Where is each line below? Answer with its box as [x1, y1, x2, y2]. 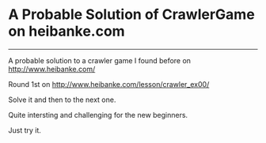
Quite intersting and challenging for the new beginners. [8, 110, 188, 119]
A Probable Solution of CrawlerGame [8, 6, 255, 24]
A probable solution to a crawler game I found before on [8, 55, 192, 65]
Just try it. [8, 125, 42, 135]
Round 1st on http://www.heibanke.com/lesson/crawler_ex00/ [8, 79, 210, 88]
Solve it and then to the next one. [8, 95, 116, 104]
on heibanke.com [8, 22, 125, 40]
